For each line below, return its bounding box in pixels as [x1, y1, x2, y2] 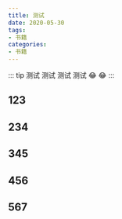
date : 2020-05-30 [8, 19, 65, 27]
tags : [8, 26, 26, 34]
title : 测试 [8, 11, 45, 20]
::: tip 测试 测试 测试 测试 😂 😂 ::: [8, 71, 115, 79]
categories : [8, 41, 47, 49]
